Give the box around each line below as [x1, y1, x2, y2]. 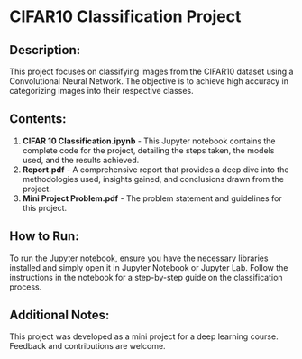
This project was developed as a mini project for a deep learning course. [9, 331, 279, 342]
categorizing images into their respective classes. [9, 86, 194, 96]
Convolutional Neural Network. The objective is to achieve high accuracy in [9, 76, 288, 87]
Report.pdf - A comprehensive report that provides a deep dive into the [22, 164, 289, 175]
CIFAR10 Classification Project [9, 6, 242, 27]
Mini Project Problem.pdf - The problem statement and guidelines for [22, 192, 282, 204]
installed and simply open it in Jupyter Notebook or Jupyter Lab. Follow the [9, 262, 288, 272]
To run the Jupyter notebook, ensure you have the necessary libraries [9, 253, 269, 263]
